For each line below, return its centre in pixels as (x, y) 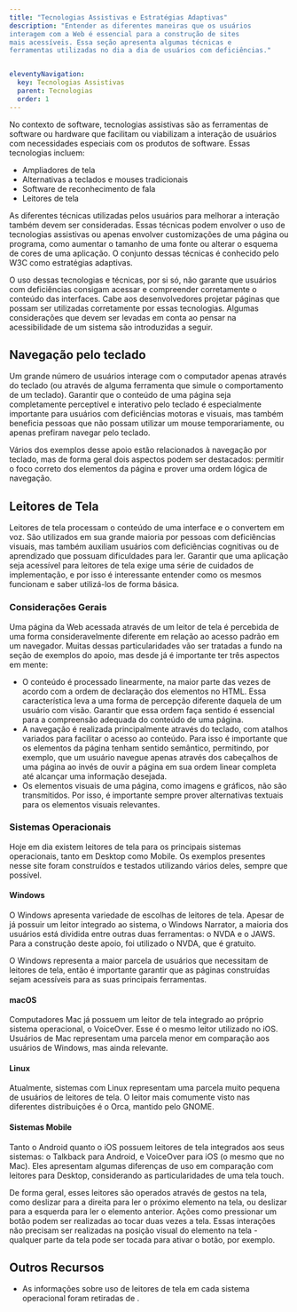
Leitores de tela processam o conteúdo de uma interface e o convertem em (147, 528)
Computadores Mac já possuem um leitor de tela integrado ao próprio (137, 1020)
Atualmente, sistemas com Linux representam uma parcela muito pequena (145, 1088)
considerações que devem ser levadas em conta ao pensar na (123, 317)
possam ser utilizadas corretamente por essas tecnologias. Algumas (134, 308)
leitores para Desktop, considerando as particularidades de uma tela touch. (147, 1175)
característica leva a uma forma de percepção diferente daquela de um (152, 700)
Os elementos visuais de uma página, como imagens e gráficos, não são (154, 785)
